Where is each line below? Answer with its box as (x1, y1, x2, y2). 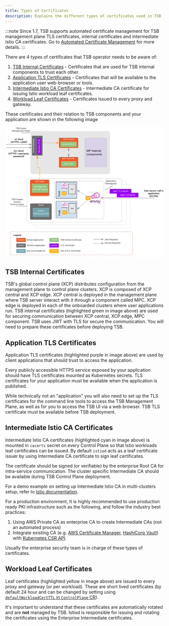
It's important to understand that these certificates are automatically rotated (5, 604, 163, 610)
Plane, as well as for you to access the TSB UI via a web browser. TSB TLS (5, 404, 160, 410)
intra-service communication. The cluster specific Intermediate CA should (5, 468, 159, 474)
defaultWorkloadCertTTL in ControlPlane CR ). (5, 594, 99, 600)
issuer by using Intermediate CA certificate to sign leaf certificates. (5, 453, 145, 459)
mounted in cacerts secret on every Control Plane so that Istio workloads (5, 442, 157, 448)
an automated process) (12, 524, 62, 530)
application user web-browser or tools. (12, 80, 94, 86)
